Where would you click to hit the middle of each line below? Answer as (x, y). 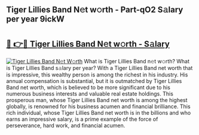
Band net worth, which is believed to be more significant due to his (88, 87)
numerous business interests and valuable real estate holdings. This (90, 94)
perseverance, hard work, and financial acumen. (66, 125)
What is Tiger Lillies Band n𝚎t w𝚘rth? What (137, 61)
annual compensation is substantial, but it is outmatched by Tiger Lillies (94, 81)
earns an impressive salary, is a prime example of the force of (82, 119)
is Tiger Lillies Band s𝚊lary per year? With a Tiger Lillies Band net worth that (99, 68)
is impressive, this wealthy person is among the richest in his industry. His (97, 75)
